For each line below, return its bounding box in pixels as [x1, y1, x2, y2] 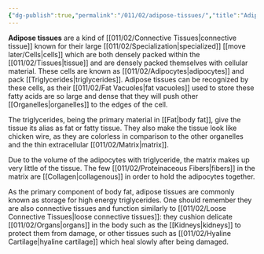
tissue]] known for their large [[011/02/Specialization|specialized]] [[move [8, 41, 246, 51]
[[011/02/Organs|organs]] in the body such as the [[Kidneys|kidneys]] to [8, 220, 242, 230]
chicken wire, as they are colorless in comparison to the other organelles [8, 131, 244, 141]
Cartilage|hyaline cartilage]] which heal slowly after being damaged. [8, 237, 229, 246]
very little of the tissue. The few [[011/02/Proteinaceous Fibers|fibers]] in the [8, 163, 255, 172]
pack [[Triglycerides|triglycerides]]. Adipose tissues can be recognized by [8, 74, 249, 84]
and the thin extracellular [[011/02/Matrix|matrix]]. [8, 140, 169, 149]
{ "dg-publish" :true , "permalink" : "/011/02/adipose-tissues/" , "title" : [8, 11, 241, 20]
